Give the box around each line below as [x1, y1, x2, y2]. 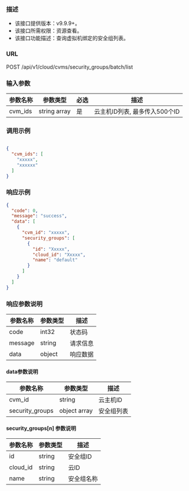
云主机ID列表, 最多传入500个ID [94, 107, 180, 115]
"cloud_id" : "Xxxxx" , [32, 252, 86, 258]
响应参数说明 [6, 300, 43, 308]
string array [38, 107, 71, 115]
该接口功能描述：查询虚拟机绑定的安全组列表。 [14, 34, 129, 42]
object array [58, 407, 93, 415]
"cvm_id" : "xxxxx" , [21, 230, 70, 236]
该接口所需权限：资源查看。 [14, 27, 83, 34]
